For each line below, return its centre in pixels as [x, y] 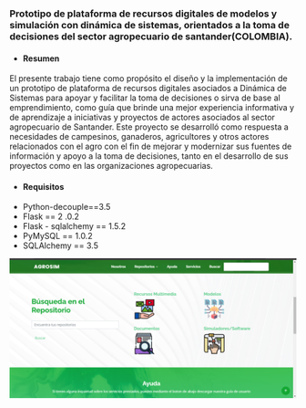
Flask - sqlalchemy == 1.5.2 [74, 226]
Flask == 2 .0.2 [51, 216]
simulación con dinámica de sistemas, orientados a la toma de [149, 25]
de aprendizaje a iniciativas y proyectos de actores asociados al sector [143, 118]
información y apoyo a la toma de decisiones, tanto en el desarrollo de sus [149, 156]
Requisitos [43, 186]
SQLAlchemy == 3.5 [60, 246]
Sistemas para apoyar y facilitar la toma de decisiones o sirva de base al [145, 98]
